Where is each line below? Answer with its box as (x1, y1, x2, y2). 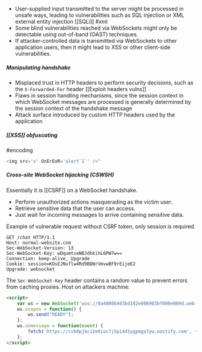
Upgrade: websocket (6, 266, 55, 272)
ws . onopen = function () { (17, 306, 82, 312)
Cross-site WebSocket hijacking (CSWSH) (6, 171, 114, 179)
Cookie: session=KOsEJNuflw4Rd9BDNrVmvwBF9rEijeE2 (6, 261, 136, 267)
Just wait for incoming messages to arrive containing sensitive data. (14, 211, 185, 218)
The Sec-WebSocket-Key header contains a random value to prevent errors (6, 277, 188, 284)
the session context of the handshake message (14, 104, 132, 112)
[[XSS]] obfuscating (6, 131, 58, 138)
